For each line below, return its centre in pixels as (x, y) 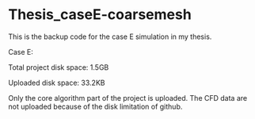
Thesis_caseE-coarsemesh (100, 15)
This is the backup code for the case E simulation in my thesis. (110, 36)
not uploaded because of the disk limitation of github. (95, 106)
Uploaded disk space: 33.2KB (57, 83)
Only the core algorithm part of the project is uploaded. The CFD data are (128, 98)
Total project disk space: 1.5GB (59, 67)
